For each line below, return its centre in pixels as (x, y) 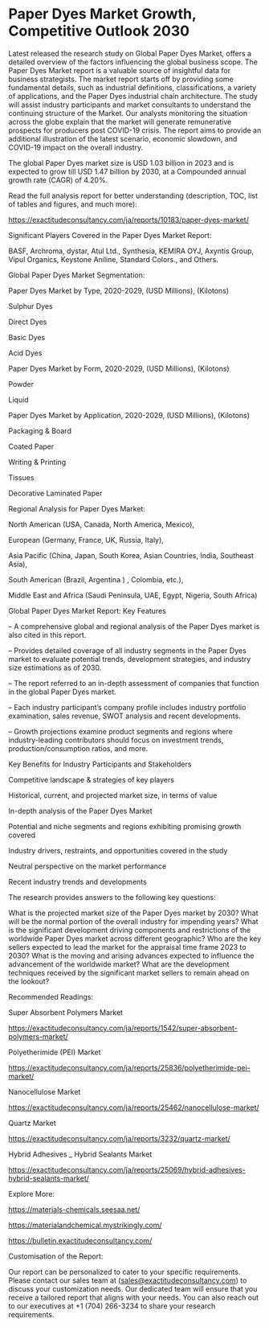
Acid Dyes (25, 353)
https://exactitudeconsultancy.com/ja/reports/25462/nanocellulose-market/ (134, 1107)
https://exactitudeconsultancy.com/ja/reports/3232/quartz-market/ (119, 1138)
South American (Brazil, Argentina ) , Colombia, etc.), (96, 579)
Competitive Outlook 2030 (99, 31)
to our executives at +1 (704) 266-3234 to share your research (112, 1306)
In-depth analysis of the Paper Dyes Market (80, 811)
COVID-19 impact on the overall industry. (76, 147)
